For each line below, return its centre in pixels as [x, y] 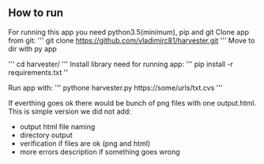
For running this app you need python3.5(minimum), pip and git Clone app [129, 32]
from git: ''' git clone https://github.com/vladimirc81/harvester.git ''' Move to [132, 40]
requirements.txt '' [38, 72]
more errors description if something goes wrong [100, 151]
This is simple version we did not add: [70, 111]
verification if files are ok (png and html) [85, 143]
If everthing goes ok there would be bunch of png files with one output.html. [132, 102]
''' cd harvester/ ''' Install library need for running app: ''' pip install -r [121, 64]
